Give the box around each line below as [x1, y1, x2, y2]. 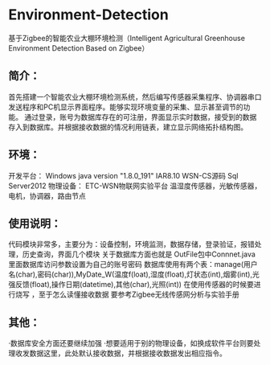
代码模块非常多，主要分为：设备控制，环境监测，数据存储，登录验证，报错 [8, 240, 255, 249]
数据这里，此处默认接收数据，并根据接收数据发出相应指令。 [29, 348, 227, 359]
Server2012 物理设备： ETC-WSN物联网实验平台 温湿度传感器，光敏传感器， [8, 181, 262, 191]
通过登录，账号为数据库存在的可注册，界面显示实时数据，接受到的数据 [23, 112, 257, 121]
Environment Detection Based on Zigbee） [8, 43, 149, 53]
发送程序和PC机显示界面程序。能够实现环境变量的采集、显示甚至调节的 [8, 102, 243, 112]
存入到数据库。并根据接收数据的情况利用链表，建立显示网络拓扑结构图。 [8, 122, 247, 132]
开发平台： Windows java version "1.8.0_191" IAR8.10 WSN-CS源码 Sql [8, 170, 239, 180]
